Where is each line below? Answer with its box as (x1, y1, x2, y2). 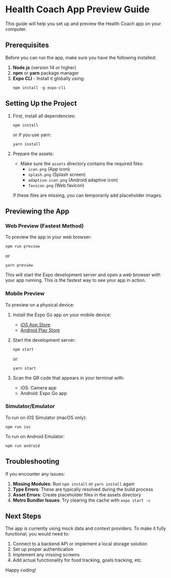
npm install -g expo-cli (12, 85, 66, 90)
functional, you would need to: (5, 531, 70, 537)
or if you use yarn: (12, 132, 52, 138)
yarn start (12, 365, 36, 371)
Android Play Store (20, 327, 60, 333)
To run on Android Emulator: (5, 433, 65, 439)
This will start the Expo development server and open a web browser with (5, 272, 161, 278)
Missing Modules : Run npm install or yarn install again (12, 481, 135, 487)
